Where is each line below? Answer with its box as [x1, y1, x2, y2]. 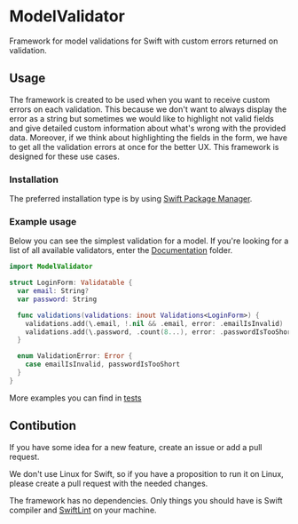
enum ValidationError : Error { [17, 352, 133, 361]
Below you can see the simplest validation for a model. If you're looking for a [9, 235, 289, 246]
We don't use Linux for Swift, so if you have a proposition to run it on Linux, [9, 468, 284, 479]
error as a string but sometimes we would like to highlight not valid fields [9, 113, 275, 123]
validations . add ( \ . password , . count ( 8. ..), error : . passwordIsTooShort [25, 327, 295, 337]
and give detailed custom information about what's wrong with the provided [9, 123, 286, 133]
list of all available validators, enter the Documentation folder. [9, 245, 233, 256]
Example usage [9, 215, 77, 227]
